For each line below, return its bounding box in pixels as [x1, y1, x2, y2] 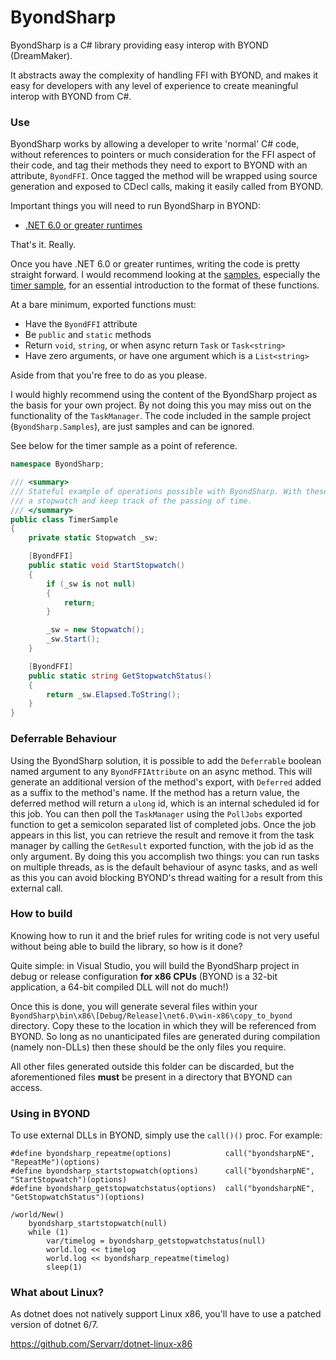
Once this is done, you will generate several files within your [10, 1000, 258, 1012]
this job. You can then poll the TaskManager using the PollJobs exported [10, 807, 303, 820]
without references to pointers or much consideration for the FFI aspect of [10, 149, 317, 161]
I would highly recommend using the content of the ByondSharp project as [10, 389, 318, 401]
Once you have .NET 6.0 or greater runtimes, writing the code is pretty [10, 258, 301, 270]
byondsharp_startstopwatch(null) [28, 1219, 168, 1229]
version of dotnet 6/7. [10, 1319, 99, 1331]
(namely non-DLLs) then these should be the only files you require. [10, 1041, 287, 1053]
